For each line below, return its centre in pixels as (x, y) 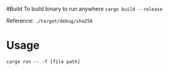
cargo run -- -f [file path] (43, 62)
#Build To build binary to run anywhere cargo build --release (84, 9)
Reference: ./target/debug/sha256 (49, 21)
